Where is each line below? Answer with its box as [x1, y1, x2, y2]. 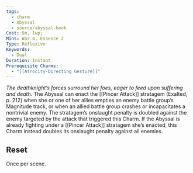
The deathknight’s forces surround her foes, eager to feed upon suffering [6, 84, 183, 91]
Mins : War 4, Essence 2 [6, 36, 64, 41]
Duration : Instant [6, 57, 51, 63]
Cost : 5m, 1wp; [6, 30, 43, 36]
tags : [6, 8, 19, 15]
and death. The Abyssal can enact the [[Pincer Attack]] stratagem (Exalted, [6, 91, 188, 98]
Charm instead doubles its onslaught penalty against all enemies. [6, 128, 163, 135]
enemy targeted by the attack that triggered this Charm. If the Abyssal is [6, 115, 180, 123]
